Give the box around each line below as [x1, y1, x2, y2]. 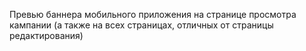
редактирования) [9, 30, 84, 41]
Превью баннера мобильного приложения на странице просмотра [9, 9, 297, 20]
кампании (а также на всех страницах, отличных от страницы [9, 19, 274, 31]
